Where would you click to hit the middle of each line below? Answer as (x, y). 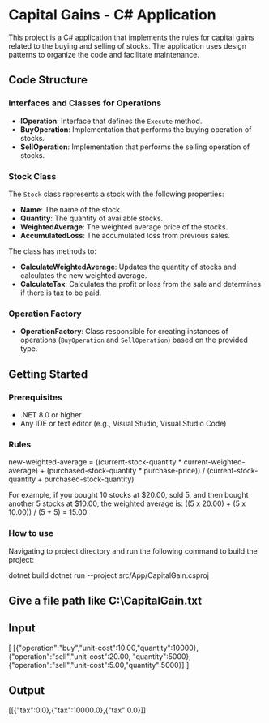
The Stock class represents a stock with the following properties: (116, 194)
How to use (31, 533)
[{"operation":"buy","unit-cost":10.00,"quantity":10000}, (106, 648)
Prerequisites (35, 397)
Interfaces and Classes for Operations (85, 103)
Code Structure (48, 80)
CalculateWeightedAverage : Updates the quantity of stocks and (128, 267)
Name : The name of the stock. (71, 209)
